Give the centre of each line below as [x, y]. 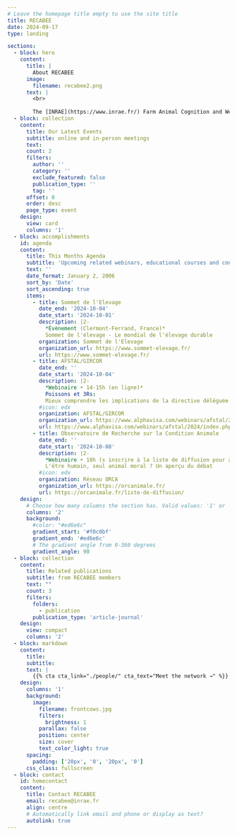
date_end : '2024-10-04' [74, 309]
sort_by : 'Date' [50, 282]
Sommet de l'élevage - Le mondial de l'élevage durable [129, 335]
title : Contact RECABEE [61, 795]
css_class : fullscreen [59, 768]
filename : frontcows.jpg [75, 709]
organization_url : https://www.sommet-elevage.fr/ [115, 348]
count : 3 [39, 591]
